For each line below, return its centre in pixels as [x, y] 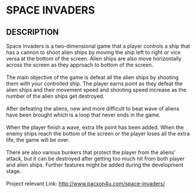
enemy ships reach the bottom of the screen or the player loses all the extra [98, 134]
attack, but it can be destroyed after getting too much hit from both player [95, 159]
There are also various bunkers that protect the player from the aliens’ [91, 152]
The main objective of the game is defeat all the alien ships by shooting [92, 77]
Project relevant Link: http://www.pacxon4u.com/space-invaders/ [86, 184]
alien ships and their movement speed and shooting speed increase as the [96, 90]
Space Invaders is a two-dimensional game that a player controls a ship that [98, 46]
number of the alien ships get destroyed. [55, 96]
